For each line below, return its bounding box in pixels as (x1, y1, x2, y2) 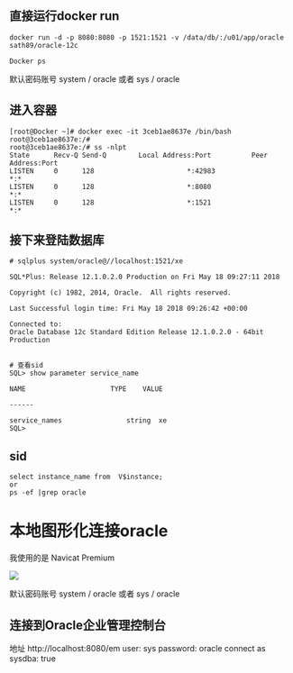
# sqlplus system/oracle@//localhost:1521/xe (9, 257, 183, 266)
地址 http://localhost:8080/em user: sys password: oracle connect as (9, 643, 266, 653)
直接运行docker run (9, 8, 120, 24)
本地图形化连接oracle (9, 521, 169, 541)
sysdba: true (9, 653, 57, 664)
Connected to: (9, 320, 63, 329)
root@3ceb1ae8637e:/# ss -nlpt (9, 142, 127, 151)
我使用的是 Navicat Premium (9, 552, 115, 563)
